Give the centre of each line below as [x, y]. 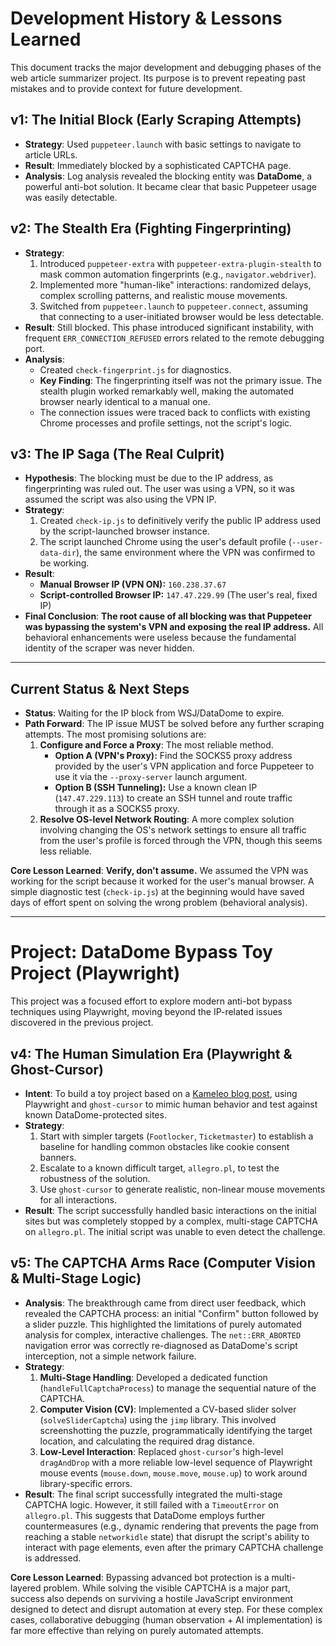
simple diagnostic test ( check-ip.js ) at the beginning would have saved [157, 892]
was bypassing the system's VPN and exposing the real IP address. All [174, 627]
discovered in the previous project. [82, 1023]
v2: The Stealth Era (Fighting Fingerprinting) [151, 228]
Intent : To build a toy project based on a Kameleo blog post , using [161, 1093]
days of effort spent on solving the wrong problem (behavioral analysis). [159, 903]
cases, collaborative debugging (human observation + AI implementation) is [166, 1619]
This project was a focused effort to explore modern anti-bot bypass [151, 1001]
